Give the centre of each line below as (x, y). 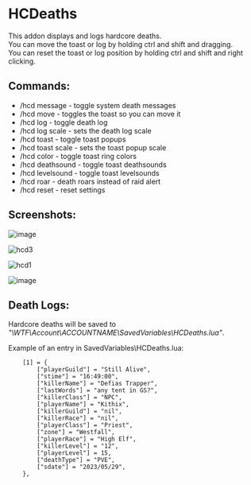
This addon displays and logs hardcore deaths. (85, 36)
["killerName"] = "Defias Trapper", (97, 384)
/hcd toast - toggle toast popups (73, 139)
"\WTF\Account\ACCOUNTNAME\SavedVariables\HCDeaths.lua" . (116, 333)
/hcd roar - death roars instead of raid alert (90, 181)
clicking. (22, 61)
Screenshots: (42, 215)
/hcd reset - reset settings (62, 190)
